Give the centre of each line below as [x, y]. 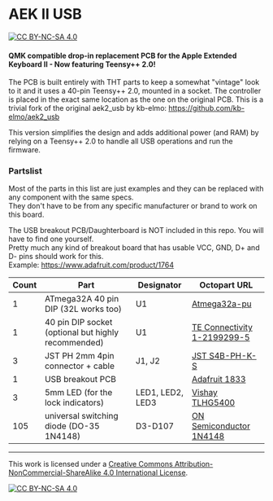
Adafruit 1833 [219, 380]
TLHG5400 [213, 402]
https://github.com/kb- [207, 108]
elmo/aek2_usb [34, 117]
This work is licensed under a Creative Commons [91, 464]
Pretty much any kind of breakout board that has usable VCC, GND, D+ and [134, 248]
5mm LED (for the [78, 393]
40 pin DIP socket [78, 323]
